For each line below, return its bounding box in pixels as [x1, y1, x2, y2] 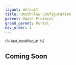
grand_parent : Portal [5, 21, 50, 26]
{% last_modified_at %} [5, 39, 45, 44]
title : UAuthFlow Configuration [5, 12, 71, 17]
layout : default [5, 7, 38, 12]
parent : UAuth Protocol [5, 16, 54, 21]
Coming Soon [5, 52, 48, 60]
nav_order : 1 [5, 25, 32, 30]
